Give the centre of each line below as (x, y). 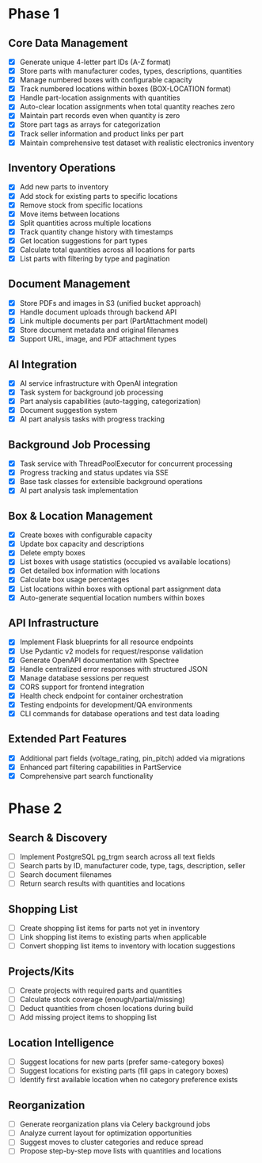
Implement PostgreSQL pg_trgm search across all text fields (117, 857)
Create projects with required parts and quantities (101, 990)
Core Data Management (68, 43)
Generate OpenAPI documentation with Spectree (99, 660)
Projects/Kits (41, 971)
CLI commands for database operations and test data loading (120, 713)
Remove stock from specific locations (81, 205)
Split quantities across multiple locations (85, 223)
